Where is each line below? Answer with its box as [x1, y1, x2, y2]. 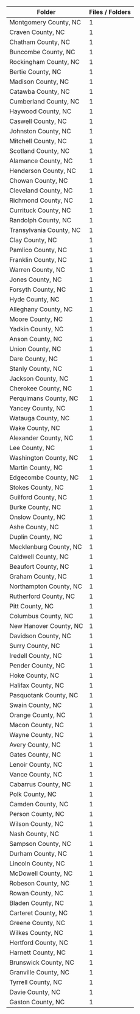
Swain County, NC [9, 701, 62, 709]
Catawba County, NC [9, 88, 70, 96]
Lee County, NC [9, 444, 55, 452]
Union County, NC [9, 345, 61, 353]
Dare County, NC [9, 354, 58, 363]
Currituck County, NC [9, 206, 71, 214]
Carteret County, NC [9, 909, 68, 917]
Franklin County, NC [9, 256, 67, 264]
